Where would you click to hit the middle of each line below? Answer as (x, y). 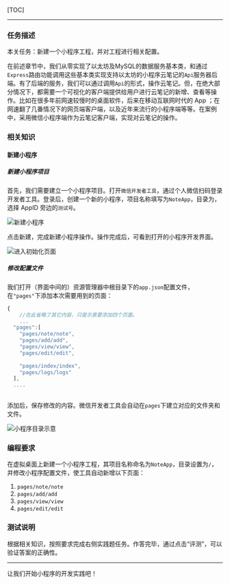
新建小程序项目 (28, 172)
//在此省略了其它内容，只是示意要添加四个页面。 (79, 315)
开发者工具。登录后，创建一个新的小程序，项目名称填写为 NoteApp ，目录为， (114, 199)
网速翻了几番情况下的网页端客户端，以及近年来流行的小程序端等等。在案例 (112, 109)
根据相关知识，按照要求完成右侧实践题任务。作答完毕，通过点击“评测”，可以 (115, 544)
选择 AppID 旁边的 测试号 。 (43, 207)
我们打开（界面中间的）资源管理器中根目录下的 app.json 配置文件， (100, 287)
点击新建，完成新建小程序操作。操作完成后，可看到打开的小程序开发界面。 (112, 237)
